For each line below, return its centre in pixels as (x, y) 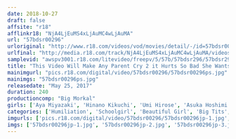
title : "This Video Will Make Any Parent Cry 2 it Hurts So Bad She (110, 66)
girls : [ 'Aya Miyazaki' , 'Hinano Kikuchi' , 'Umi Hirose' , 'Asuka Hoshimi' (119, 105)
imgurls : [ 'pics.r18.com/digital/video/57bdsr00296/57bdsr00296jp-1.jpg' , (119, 118)
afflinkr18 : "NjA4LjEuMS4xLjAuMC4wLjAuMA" (70, 33)
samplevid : (23, 60)
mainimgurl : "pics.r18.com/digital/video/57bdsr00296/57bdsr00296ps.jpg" (118, 72)
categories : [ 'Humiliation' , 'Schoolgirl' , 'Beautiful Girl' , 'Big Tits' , (119, 112)
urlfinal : (22, 53)
